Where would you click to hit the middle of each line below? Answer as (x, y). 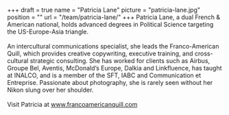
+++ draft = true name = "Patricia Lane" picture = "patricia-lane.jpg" (104, 10)
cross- (204, 53)
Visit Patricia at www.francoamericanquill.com (72, 104)
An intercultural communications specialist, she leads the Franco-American (113, 46)
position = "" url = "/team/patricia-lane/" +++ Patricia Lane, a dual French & (114, 17)
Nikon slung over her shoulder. (50, 90)
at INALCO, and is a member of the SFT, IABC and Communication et (104, 75)
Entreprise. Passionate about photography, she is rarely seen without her (110, 82)
